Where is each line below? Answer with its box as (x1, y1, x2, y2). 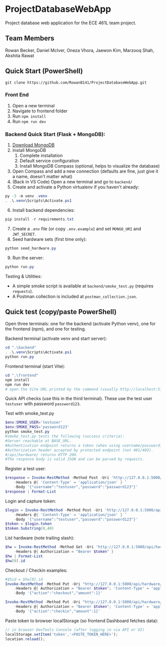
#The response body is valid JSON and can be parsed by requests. (5, 457, 145, 462)
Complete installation (19, 152, 63, 159)
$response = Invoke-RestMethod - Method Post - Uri (5, 475, 110, 480)
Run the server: (12, 255, 44, 261)
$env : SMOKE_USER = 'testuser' (5, 420, 63, 425)
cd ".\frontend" (5, 372, 39, 378)
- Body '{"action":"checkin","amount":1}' (14, 608, 100, 614)
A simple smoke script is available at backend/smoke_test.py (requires (12, 283, 154, 289)
